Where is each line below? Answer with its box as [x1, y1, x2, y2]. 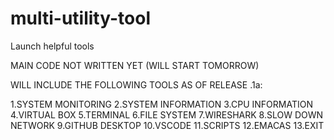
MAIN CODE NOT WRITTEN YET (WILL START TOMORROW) [10, 59, 260, 71]
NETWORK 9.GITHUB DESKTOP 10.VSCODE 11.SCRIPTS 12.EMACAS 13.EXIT [10, 119, 325, 131]
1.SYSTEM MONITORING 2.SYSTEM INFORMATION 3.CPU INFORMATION [10, 98, 313, 110]
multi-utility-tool [10, 7, 151, 30]
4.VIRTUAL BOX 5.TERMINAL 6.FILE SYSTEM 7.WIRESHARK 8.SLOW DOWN [10, 108, 324, 121]
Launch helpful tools [10, 40, 95, 52]
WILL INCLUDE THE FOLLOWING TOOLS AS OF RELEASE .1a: [10, 78, 263, 91]
